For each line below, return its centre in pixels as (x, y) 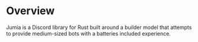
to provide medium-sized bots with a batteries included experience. (89, 33)
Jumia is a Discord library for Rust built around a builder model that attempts (99, 27)
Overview (30, 11)
